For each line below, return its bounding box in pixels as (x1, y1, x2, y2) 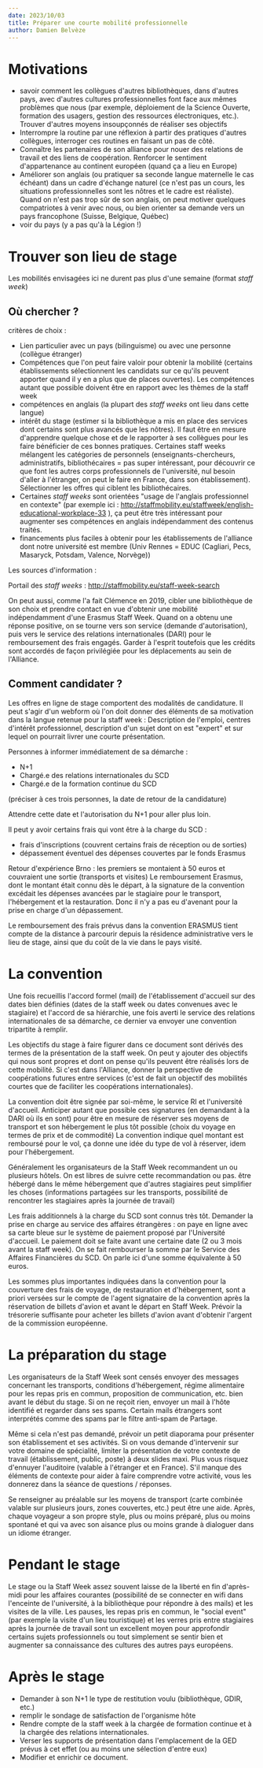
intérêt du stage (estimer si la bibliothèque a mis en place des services (19, 417, 248, 426)
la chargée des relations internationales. (19, 1727, 149, 1736)
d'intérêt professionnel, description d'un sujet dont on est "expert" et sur (8, 723, 243, 732)
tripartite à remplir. (8, 1025, 68, 1034)
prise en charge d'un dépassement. (8, 905, 123, 914)
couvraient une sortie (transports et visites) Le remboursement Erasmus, (8, 872, 243, 881)
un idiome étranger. (8, 1528, 71, 1537)
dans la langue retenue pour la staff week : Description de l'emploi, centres (8, 714, 251, 725)
